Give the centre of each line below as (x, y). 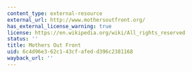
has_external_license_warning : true (59, 26)
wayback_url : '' (30, 58)
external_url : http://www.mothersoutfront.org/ (76, 20)
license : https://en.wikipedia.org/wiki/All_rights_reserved (96, 33)
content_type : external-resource (55, 13)
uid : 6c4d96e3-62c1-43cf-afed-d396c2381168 (70, 52)
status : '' (23, 39)
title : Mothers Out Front (44, 45)
